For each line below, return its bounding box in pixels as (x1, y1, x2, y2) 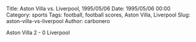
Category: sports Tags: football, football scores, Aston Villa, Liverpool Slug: (6, 11, 191, 18)
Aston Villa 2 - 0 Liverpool (6, 29, 70, 36)
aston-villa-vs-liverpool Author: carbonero (6, 18, 110, 24)
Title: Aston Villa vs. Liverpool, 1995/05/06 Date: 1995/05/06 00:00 (6, 5, 171, 12)
